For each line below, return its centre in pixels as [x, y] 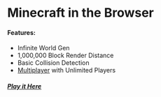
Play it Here [24, 86]
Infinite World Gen [43, 48]
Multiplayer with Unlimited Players [66, 70]
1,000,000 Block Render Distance [65, 55]
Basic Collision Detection [53, 63]
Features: [22, 32]
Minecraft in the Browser [80, 13]
